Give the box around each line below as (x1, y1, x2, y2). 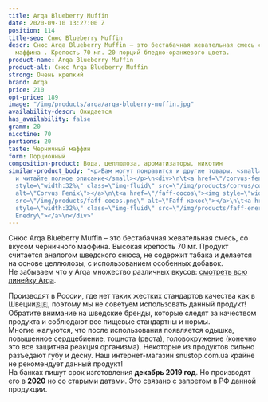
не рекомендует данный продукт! (8, 359, 124, 369)
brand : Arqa (8, 78, 48, 86)
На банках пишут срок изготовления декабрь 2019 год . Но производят (8, 368, 251, 377)
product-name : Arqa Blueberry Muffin (8, 57, 134, 64)
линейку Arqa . (8, 275, 57, 285)
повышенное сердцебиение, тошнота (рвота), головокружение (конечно (8, 334, 257, 343)
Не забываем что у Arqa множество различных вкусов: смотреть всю (8, 267, 248, 277)
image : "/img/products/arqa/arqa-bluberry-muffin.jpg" (8, 100, 195, 108)
